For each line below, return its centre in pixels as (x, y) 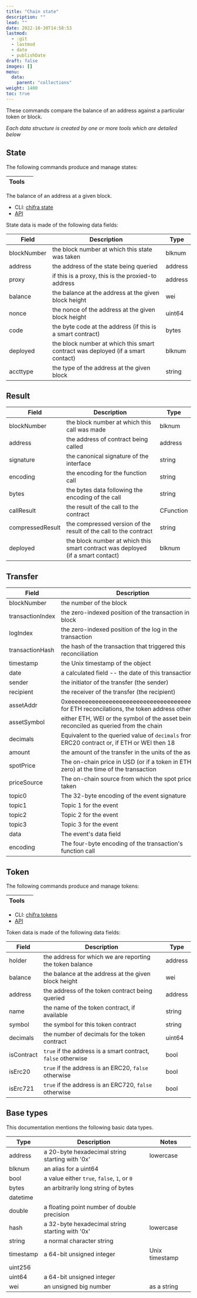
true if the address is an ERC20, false (96, 1068)
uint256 (20, 1267)
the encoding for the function (107, 473)
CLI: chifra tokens (36, 915)
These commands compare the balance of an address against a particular (95, 110)
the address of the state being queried (105, 266)
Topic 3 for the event (89, 825)
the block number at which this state (102, 249)
